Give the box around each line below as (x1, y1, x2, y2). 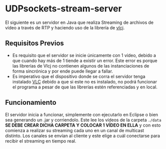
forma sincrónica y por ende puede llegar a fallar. (12, 68, 113, 74)
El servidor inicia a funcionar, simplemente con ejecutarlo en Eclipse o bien (5, 111, 159, 117)
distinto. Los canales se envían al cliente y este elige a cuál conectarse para (5, 133, 160, 139)
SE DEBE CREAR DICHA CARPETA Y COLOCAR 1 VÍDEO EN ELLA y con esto (5, 122, 161, 128)
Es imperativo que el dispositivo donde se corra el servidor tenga (12, 73, 146, 79)
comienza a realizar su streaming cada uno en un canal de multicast (5, 127, 145, 133)
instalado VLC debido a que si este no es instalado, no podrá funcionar (12, 78, 157, 84)
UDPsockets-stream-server (5, 3, 122, 14)
